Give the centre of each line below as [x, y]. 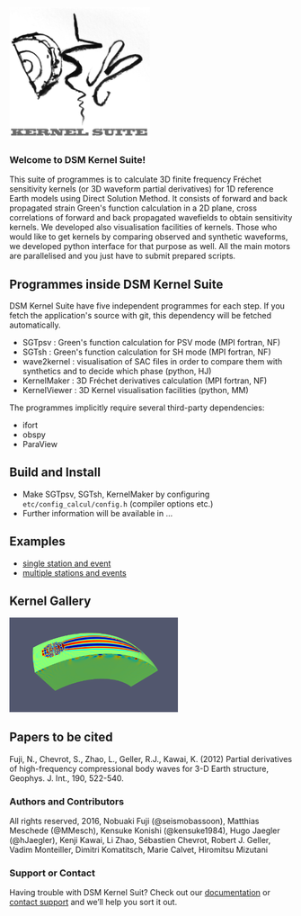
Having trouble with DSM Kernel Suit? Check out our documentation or [140, 893]
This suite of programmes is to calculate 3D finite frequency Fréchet [136, 180]
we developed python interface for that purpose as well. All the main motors [150, 247]
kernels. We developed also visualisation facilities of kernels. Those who [143, 228]
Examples [37, 542]
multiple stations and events [75, 572]
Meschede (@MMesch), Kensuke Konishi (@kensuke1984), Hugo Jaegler [145, 831]
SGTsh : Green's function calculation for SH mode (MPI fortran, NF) [146, 352]
